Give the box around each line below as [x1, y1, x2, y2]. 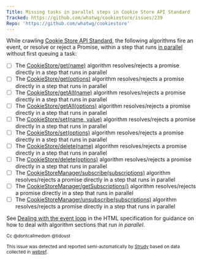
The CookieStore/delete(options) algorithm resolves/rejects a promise [15, 155, 192, 163]
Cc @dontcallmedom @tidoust [6, 233, 70, 239]
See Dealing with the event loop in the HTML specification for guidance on [6, 215, 195, 222]
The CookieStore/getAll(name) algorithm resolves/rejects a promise [15, 89, 186, 96]
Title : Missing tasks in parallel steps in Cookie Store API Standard [6, 9, 190, 15]
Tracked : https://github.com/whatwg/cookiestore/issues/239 [6, 15, 163, 21]
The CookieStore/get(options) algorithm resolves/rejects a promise [15, 75, 185, 83]
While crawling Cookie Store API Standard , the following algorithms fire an [6, 37, 194, 45]
